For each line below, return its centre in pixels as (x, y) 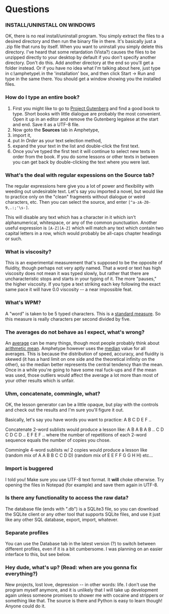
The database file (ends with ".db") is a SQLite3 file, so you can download (82, 509)
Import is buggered (29, 469)
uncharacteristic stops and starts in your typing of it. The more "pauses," (81, 279)
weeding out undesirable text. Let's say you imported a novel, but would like (84, 191)
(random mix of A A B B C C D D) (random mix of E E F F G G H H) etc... (79, 456)
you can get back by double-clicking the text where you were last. (81, 162)
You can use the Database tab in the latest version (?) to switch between (80, 544)
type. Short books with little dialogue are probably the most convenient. (87, 114)
